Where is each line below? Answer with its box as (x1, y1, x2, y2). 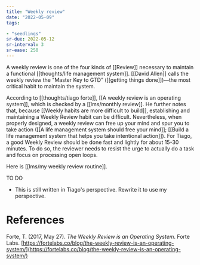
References (6, 213, 64, 227)
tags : (6, 20, 20, 26)
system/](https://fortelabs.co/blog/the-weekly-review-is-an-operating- (6, 245, 181, 252)
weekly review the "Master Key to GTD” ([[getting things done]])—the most (6, 76, 191, 84)
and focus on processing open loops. (6, 151, 98, 158)
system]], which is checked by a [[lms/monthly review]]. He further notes (6, 100, 186, 107)
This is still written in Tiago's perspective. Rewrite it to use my (14, 186, 167, 193)
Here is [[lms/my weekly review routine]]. (6, 162, 107, 170)
